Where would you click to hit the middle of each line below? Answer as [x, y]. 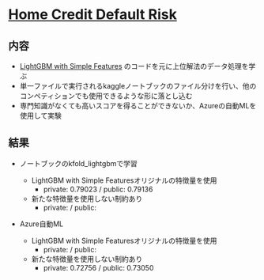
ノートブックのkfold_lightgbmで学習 [78, 163]
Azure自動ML [41, 224]
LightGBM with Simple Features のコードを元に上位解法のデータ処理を [134, 66]
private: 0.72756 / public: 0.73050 [98, 267]
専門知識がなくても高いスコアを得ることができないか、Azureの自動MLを [138, 106]
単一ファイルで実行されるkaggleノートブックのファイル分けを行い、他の [138, 86]
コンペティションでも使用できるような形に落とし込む [106, 96]
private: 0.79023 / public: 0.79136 [98, 189]
